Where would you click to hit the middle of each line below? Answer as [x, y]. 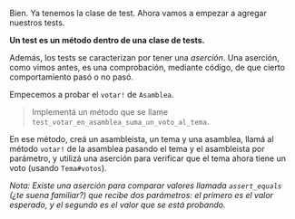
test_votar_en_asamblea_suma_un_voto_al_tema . [120, 122]
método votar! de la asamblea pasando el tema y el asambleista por [137, 149]
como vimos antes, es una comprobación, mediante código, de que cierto [147, 67]
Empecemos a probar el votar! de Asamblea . [92, 95]
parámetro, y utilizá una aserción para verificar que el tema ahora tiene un [148, 158]
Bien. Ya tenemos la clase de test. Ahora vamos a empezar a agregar [138, 13]
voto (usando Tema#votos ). [58, 168]
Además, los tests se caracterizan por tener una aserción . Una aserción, [144, 57]
